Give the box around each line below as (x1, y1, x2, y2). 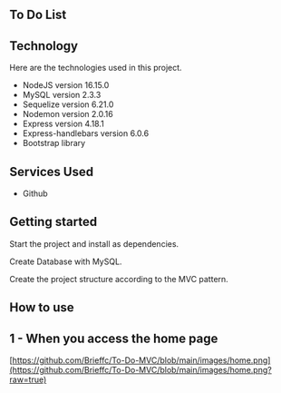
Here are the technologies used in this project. (9, 63, 183, 74)
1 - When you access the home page (9, 330, 218, 346)
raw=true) (9, 374, 47, 385)
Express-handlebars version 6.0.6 (22, 128, 150, 139)
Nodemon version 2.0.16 (22, 109, 113, 120)
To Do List (9, 7, 67, 23)
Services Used (9, 163, 93, 180)
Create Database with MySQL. (9, 256, 122, 267)
